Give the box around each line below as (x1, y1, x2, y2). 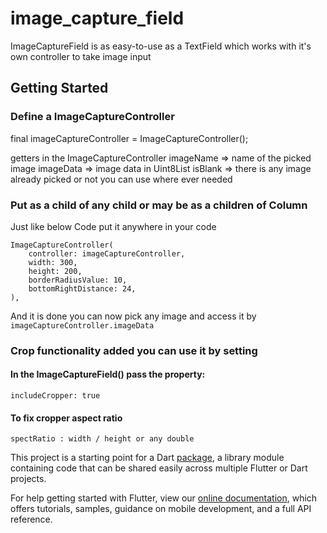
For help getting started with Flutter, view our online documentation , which (10, 492, 318, 504)
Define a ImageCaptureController (10, 110, 175, 124)
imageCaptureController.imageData (10, 320, 155, 331)
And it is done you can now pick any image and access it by (10, 310, 257, 322)
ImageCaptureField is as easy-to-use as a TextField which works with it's (10, 40, 312, 52)
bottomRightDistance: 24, (28, 283, 137, 294)
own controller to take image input (10, 50, 152, 62)
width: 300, (28, 257, 78, 267)
